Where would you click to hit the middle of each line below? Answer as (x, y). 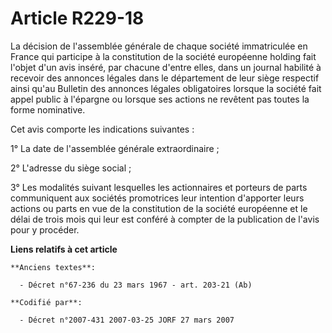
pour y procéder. (45, 229)
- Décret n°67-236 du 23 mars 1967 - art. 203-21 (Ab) (136, 285)
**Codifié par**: (46, 302)
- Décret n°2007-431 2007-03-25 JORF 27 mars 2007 (127, 320)
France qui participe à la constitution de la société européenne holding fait (163, 56)
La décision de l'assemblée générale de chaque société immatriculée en (159, 46)
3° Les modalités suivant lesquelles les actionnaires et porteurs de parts (159, 187)
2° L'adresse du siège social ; (71, 168)
